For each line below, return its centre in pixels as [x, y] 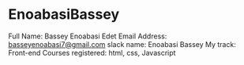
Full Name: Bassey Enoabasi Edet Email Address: [88, 36]
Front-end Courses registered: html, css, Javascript [92, 52]
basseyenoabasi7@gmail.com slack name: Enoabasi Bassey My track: [122, 44]
